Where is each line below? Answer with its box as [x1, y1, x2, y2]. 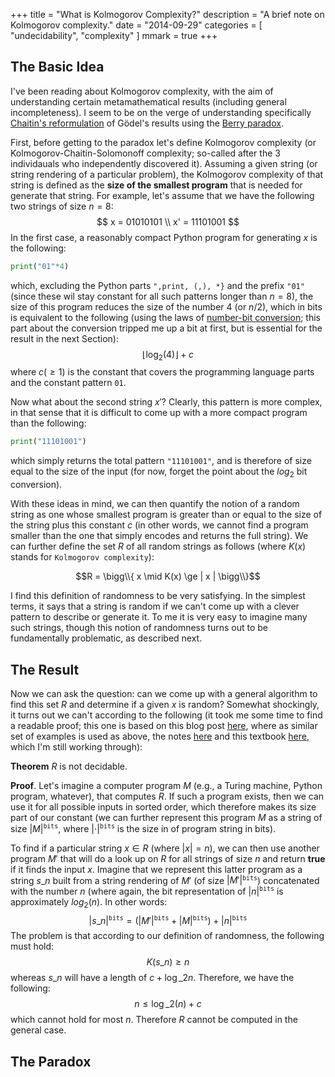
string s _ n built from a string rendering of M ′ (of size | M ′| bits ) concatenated [10, 874, 320, 886]
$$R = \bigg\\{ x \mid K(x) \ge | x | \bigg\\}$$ [75, 570, 261, 583]
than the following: [10, 417, 87, 429]
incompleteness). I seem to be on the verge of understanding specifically [10, 106, 312, 118]
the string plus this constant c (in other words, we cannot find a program [10, 519, 309, 531]
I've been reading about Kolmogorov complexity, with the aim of [10, 85, 274, 97]
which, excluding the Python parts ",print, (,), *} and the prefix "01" [10, 279, 305, 291]
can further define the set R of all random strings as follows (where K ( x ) [10, 540, 307, 553]
